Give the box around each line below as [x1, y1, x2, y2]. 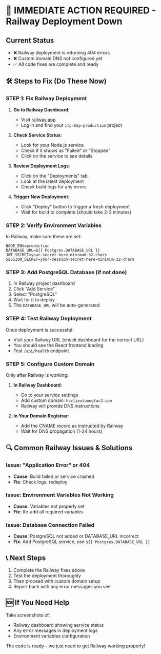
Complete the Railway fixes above [13, 567, 85, 573]
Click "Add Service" [13, 286, 55, 292]
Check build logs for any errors [21, 183, 87, 189]
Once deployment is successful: [6, 326, 74, 333]
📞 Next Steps [6, 553, 46, 562]
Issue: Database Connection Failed [6, 521, 94, 528]
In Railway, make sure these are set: [6, 233, 82, 239]
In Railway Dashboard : [13, 382, 62, 388]
